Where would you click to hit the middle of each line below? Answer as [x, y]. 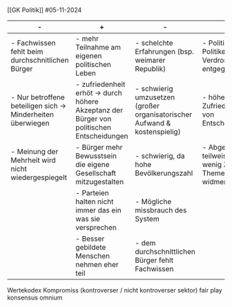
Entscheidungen [102, 136]
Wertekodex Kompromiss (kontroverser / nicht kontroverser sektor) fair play [115, 290]
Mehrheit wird [33, 160]
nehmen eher [97, 265]
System [147, 219]
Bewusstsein [96, 156]
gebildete [91, 247]
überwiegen [30, 123]
